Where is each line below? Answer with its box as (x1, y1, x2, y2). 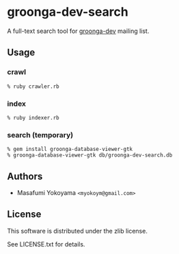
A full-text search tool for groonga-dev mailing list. (7, 27, 150, 35)
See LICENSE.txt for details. (7, 240, 85, 248)
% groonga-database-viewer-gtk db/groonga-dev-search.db (7, 152, 173, 159)
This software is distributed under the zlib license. (7, 227, 148, 235)
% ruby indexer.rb (7, 114, 59, 121)
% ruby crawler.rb (7, 83, 59, 90)
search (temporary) (7, 130, 74, 139)
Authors (7, 170, 43, 182)
